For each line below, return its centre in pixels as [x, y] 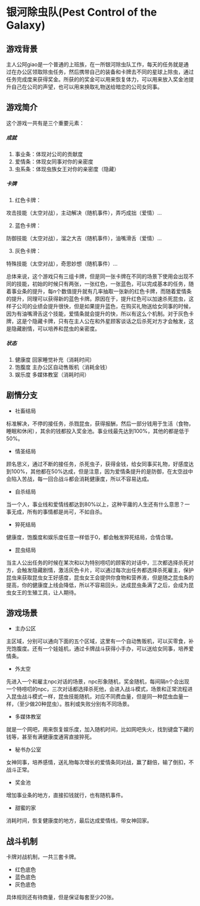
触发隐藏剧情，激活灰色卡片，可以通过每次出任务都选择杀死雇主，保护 [108, 570]
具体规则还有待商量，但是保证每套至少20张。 [62, 897]
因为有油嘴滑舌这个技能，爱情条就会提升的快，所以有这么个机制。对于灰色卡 [100, 313]
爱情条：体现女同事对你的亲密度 [54, 161]
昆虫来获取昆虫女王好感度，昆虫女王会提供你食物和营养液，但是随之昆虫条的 [100, 577]
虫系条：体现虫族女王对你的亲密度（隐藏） [67, 169]
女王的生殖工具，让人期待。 [45, 592]
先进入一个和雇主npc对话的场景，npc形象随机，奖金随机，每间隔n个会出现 [98, 682]
